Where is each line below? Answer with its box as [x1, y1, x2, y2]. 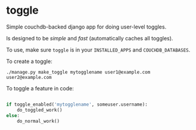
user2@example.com [6, 74, 52, 80]
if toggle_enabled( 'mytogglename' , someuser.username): [6, 102, 148, 107]
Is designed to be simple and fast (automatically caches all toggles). [6, 34, 173, 42]
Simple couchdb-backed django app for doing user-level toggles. [6, 23, 167, 30]
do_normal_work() [17, 118, 60, 124]
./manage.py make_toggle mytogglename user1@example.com [6, 69, 151, 75]
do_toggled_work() [17, 107, 63, 113]
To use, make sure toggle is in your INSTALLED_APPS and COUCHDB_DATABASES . [6, 46, 191, 53]
